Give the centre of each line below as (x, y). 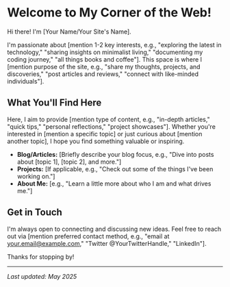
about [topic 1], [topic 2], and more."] (69, 162)
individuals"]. (26, 81)
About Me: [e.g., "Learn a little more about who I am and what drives (114, 184)
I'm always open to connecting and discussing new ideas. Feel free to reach (114, 229)
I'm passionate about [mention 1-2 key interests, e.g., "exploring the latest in (114, 45)
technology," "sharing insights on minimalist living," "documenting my (105, 52)
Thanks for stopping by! (41, 257)
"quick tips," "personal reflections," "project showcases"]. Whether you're (111, 126)
